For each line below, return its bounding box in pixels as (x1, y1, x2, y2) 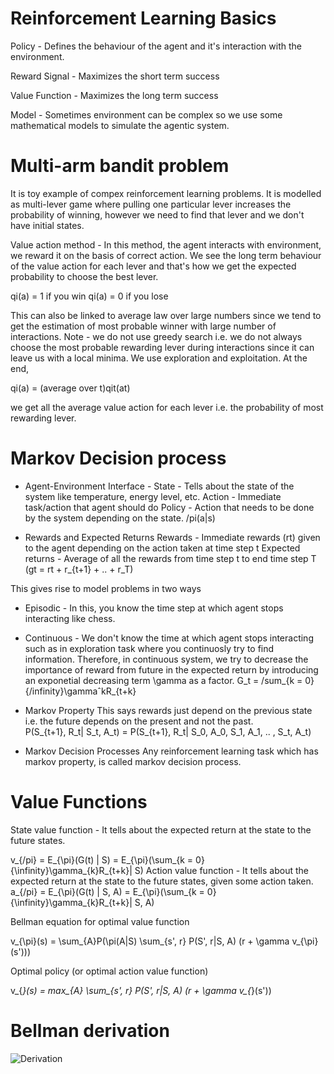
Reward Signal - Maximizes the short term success (10, 70, 220, 82)
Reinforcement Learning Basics (10, 7, 277, 30)
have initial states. (10, 219, 85, 231)
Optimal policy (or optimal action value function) (10, 965, 209, 977)
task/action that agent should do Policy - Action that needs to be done (24, 501, 315, 513)
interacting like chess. (24, 612, 116, 624)
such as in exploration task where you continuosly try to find (24, 642, 275, 654)
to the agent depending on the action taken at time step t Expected (24, 542, 301, 554)
